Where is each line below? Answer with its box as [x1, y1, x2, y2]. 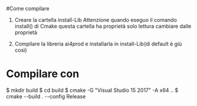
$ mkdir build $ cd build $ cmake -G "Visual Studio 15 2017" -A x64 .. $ [6, 87, 179, 94]
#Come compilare [6, 5, 50, 12]
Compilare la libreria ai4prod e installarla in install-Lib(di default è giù [14, 41, 182, 47]
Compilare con [6, 67, 80, 81]
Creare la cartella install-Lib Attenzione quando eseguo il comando [14, 16, 177, 23]
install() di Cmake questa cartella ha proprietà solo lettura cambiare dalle [14, 23, 192, 29]
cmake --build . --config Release [6, 92, 86, 100]
